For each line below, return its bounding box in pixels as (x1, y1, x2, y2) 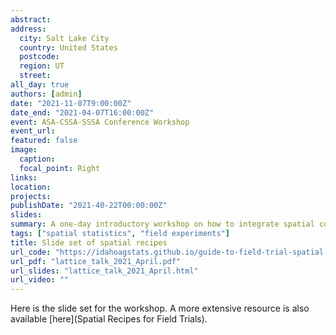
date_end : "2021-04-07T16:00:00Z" (10, 107, 155, 118)
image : (10, 145, 38, 155)
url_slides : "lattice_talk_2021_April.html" (10, 266, 199, 276)
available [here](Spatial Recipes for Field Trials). (10, 313, 208, 325)
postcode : (19, 52, 60, 62)
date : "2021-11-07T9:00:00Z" (10, 98, 132, 108)
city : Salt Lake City (19, 33, 110, 43)
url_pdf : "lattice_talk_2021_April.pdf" (10, 256, 182, 266)
